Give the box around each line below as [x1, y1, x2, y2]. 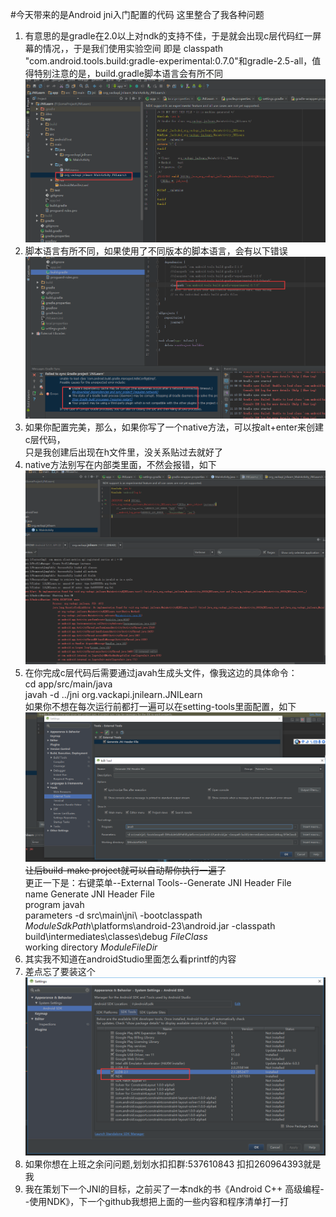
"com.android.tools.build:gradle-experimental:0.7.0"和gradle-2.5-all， [24, 55, 313, 67]
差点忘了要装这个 [24, 965, 96, 977]
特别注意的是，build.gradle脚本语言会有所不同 [33, 68, 223, 79]
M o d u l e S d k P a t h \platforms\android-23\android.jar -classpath [24, 919, 276, 932]
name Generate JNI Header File [24, 888, 155, 900]
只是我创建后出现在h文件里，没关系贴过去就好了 [24, 446, 224, 458]
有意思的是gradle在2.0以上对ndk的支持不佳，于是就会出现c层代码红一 [24, 30, 313, 42]
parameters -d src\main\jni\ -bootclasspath [24, 909, 203, 921]
